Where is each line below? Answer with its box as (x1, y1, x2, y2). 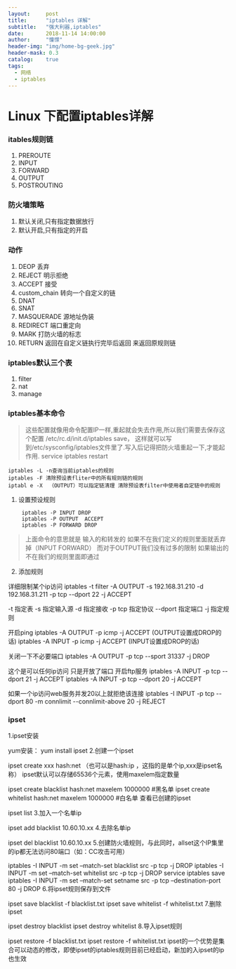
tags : (8, 62, 24, 70)
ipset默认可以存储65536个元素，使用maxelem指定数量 (21, 770, 180, 779)
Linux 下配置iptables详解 (8, 108, 154, 124)
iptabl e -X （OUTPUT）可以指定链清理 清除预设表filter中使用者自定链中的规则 (8, 482, 221, 489)
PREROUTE (18, 151, 51, 159)
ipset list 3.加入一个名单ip (8, 809, 82, 817)
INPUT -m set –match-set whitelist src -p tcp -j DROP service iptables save (8, 869, 225, 878)
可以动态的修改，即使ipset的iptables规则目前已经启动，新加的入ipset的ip (13, 946, 225, 954)
